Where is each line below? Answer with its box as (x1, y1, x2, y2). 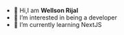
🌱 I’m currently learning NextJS (13, 21, 102, 28)
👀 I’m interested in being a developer (13, 13, 118, 22)
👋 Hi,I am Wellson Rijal (13, 7, 79, 14)
